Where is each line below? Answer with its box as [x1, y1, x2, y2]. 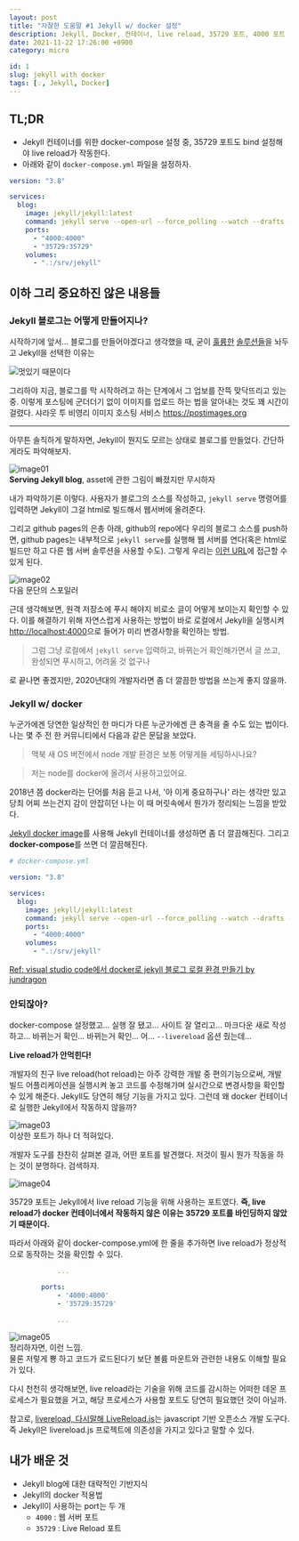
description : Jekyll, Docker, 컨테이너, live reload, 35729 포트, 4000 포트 [9, 29, 286, 38]
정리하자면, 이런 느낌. [9, 1342, 83, 1352]
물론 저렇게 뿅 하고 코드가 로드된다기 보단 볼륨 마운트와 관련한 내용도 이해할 [9, 1353, 271, 1364]
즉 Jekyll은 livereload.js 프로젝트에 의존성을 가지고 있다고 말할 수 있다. [9, 1424, 255, 1435]
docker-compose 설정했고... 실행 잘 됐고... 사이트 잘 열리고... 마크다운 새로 [9, 1020, 270, 1030]
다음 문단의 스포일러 [9, 585, 78, 595]
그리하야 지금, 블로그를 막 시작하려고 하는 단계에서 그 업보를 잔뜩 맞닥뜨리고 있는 [9, 385, 287, 396]
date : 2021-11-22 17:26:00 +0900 [9, 37, 133, 47]
